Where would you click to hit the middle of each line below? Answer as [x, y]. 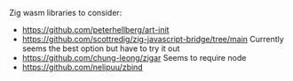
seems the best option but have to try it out [101, 48]
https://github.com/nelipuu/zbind [83, 67]
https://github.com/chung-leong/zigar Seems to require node [134, 58]
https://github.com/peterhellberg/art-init [95, 29]
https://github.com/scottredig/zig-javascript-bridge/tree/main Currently [153, 39]
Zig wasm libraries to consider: [66, 13]
